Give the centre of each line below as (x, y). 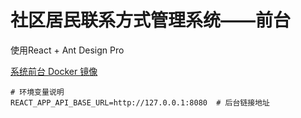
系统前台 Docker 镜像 (54, 71)
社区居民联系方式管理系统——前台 (151, 20)
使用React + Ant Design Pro (67, 50)
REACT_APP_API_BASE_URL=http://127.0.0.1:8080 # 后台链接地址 (140, 102)
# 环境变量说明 (37, 92)
